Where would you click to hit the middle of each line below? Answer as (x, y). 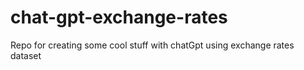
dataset (26, 55)
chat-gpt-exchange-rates (119, 17)
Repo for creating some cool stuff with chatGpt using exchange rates (152, 45)
